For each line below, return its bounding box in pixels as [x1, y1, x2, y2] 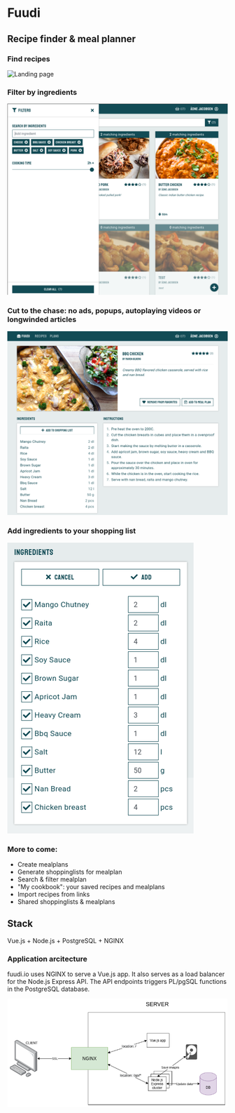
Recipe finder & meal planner [7, 33, 136, 45]
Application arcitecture [7, 954, 87, 964]
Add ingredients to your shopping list [7, 526, 136, 536]
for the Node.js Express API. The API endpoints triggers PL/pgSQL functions [7, 978, 227, 986]
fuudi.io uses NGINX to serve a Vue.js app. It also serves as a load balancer [7, 970, 225, 978]
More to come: [7, 844, 58, 854]
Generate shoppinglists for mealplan [17, 867, 122, 876]
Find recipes [7, 54, 50, 64]
